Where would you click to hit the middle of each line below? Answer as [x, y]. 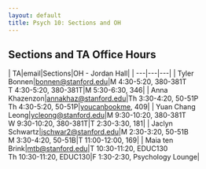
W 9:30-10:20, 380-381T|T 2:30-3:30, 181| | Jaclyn [90, 123]
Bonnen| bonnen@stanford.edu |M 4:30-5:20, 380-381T [97, 82]
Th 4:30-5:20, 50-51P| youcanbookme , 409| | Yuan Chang [102, 107]
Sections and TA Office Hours [82, 55]
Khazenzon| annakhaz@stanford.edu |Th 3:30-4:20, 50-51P [103, 98]
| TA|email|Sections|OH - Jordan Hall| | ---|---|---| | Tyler [101, 73]
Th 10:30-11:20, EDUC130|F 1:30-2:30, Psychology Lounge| [104, 157]
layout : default [35, 15]
